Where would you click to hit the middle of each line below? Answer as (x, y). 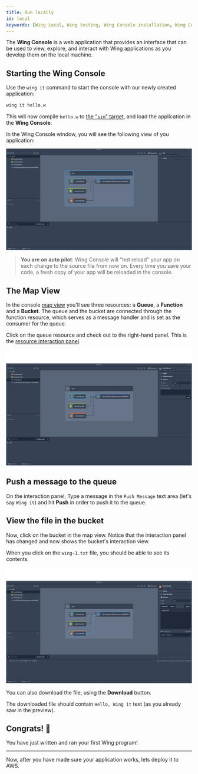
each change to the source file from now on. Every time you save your (106, 266)
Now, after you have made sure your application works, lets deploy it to (92, 760)
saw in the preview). (31, 710)
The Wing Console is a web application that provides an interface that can (97, 42)
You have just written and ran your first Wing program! (72, 743)
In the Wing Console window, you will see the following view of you (88, 134)
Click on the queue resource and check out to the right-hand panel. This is (97, 335)
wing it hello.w (26, 105)
